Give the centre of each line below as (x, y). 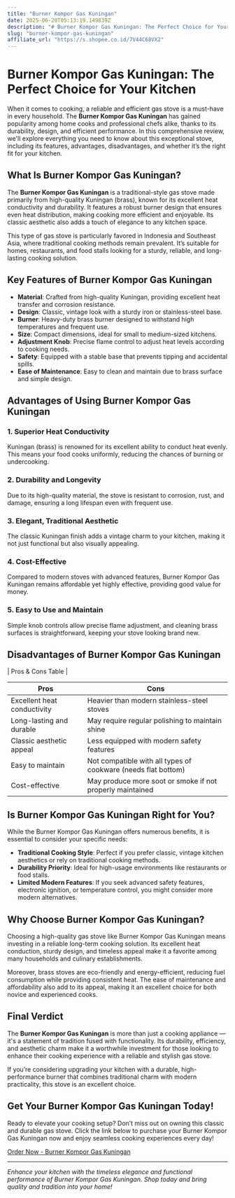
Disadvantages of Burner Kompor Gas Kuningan (114, 655)
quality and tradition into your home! (60, 1186)
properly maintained (120, 790)
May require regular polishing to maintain (155, 721)
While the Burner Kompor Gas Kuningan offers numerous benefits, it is (108, 832)
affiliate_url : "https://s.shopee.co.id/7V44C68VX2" (86, 40)
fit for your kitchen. (35, 153)
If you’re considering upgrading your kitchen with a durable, (94, 1069)
